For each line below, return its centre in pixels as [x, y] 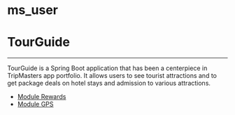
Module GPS [35, 104]
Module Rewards [42, 97]
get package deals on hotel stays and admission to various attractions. [109, 83]
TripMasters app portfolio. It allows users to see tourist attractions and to [112, 76]
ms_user [33, 10]
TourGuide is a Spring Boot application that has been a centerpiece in [107, 68]
